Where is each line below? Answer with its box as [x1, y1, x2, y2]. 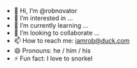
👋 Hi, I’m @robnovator [13, 7, 78, 15]
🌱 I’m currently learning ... [13, 22, 89, 29]
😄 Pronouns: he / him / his [13, 46, 91, 55]
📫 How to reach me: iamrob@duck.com [13, 37, 130, 44]
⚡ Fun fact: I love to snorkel [13, 54, 93, 62]
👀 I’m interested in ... [13, 14, 73, 22]
